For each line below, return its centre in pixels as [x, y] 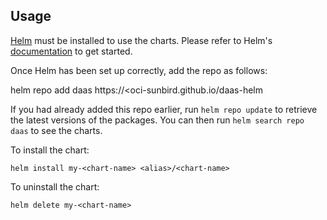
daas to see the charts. [56, 130]
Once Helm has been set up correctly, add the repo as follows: [139, 70]
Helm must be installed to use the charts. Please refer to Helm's [141, 40]
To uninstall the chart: [55, 186]
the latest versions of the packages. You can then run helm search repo [157, 120]
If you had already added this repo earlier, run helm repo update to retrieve [164, 109]
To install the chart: [50, 150]
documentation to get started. [71, 51]
